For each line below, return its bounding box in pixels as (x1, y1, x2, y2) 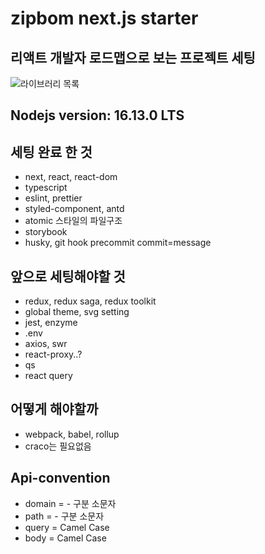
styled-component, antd (24, 203, 125, 215)
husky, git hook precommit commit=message (24, 237, 212, 249)
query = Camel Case (24, 521, 110, 533)
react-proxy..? (24, 348, 83, 361)
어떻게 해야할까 (10, 401, 99, 418)
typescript (24, 182, 68, 194)
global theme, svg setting (24, 306, 130, 318)
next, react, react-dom (24, 171, 118, 183)
